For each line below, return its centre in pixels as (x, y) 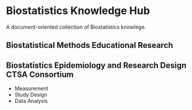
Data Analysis (31, 101)
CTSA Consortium (40, 74)
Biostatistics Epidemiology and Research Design (96, 65)
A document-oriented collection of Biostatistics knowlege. (76, 27)
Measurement (31, 88)
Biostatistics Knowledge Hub (78, 11)
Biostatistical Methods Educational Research (90, 45)
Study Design (31, 95)
